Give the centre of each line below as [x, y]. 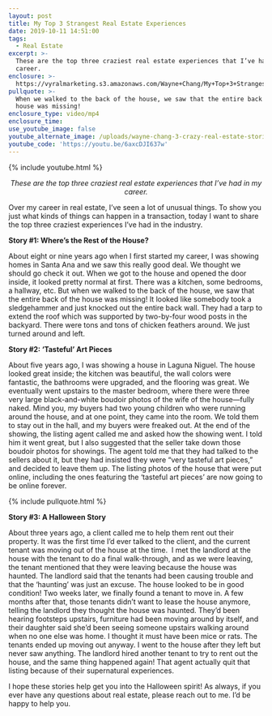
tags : [17, 39]
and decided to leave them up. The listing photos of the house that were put [135, 468]
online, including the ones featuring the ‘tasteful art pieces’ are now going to [136, 477]
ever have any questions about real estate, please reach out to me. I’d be [130, 695]
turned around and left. [47, 333]
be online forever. [38, 485]
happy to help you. [40, 703]
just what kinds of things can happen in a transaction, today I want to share [134, 216]
